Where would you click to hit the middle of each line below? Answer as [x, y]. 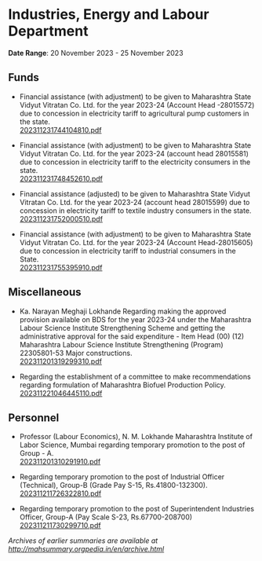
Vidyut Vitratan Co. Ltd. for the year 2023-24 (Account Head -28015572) [137, 104]
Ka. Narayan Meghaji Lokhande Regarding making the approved [123, 311]
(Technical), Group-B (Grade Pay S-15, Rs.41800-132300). [113, 486]
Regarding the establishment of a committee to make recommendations [135, 376]
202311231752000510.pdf [61, 218]
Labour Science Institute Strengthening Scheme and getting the [122, 328]
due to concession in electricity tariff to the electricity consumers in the [135, 162]
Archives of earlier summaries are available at [83, 541]
